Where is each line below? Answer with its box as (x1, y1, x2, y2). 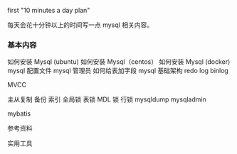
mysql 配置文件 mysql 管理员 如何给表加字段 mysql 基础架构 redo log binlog (7, 67, 229, 75)
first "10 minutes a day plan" (7, 6, 90, 14)
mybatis (7, 109, 31, 118)
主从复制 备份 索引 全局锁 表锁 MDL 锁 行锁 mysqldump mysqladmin (7, 95, 206, 104)
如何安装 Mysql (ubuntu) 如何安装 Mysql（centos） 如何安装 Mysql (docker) (7, 57, 231, 66)
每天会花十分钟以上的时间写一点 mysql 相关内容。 (7, 21, 154, 29)
